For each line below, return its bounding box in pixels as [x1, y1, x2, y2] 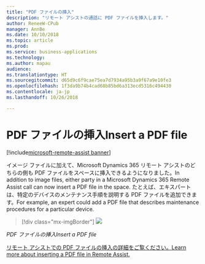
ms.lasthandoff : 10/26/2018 [6, 94, 79, 100]
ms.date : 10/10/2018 [6, 32, 60, 38]
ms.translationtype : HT [6, 72, 68, 78]
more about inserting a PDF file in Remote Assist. [6, 251, 130, 258]
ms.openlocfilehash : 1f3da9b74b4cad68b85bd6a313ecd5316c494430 [6, 83, 172, 89]
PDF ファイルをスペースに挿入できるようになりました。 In [34, 169, 180, 176]
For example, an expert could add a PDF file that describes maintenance [16, 198, 199, 206]
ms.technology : [6, 55, 45, 61]
